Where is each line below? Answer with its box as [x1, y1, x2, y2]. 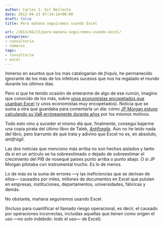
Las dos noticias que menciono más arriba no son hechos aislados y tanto [5, 146, 155, 152]
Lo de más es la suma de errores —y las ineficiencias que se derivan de [5, 171, 150, 177]
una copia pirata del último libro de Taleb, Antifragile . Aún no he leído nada [5, 126, 156, 132]
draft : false [5, 16, 32, 21]
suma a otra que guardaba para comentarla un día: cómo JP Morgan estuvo [5, 106, 158, 112]
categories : [5, 34, 29, 39]
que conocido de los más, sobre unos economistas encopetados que [5, 96, 144, 101]
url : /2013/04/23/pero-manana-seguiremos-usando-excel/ [5, 30, 121, 35]
